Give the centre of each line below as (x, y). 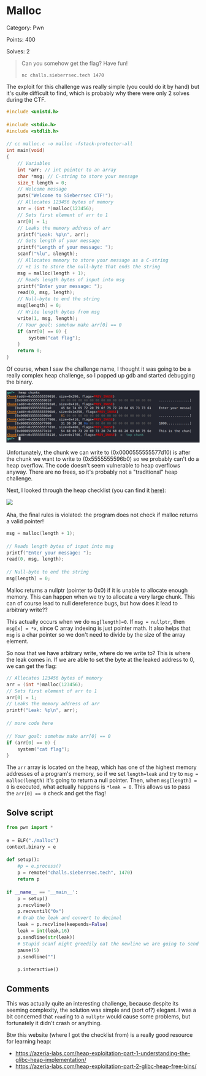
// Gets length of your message (59, 241)
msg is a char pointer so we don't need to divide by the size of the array (96, 634)
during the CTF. (26, 99)
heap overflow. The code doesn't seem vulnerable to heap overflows (93, 465)
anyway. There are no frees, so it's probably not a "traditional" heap (92, 472)
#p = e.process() (40, 866)
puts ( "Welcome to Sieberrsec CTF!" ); (66, 196)
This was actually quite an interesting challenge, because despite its (93, 1004)
